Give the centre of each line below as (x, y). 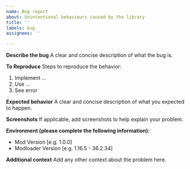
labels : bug (20, 28)
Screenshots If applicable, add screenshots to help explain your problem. (95, 119)
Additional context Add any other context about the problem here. (86, 160)
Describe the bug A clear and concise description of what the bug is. (89, 55)
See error (26, 90)
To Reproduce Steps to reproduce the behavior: (64, 67)
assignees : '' (23, 33)
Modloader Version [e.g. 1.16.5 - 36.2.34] (63, 148)
